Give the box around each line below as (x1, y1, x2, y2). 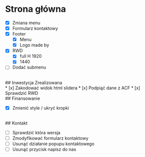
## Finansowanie (5, 95, 41, 101)
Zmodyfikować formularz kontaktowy (12, 135, 89, 141)
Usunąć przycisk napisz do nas (12, 146, 77, 152)
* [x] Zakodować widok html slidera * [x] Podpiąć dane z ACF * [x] (5, 85, 141, 91)
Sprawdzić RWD (5, 90, 39, 96)
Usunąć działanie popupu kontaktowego (12, 141, 95, 147)
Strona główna (5, 3, 66, 15)
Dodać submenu (12, 64, 46, 70)
